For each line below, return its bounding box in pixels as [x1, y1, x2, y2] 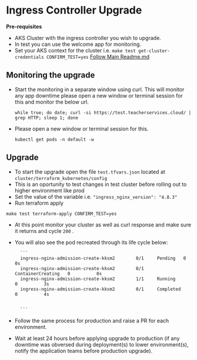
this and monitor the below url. [14, 98, 89, 105]
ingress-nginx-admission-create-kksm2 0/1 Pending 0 [20, 255, 186, 261]
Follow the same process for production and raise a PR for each [14, 317, 169, 324]
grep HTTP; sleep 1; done [14, 115, 78, 121]
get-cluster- [138, 48, 171, 54]
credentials [14, 54, 44, 60]
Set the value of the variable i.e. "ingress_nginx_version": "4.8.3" [14, 193, 178, 200]
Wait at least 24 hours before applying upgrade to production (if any [14, 335, 180, 342]
